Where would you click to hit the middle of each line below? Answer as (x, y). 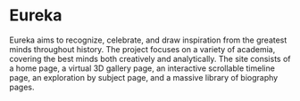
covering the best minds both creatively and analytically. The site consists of (150, 58)
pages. (22, 87)
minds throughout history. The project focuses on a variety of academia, (142, 49)
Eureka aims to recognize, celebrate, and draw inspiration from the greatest (148, 40)
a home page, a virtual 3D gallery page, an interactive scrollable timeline (142, 68)
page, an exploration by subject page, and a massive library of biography (144, 77)
